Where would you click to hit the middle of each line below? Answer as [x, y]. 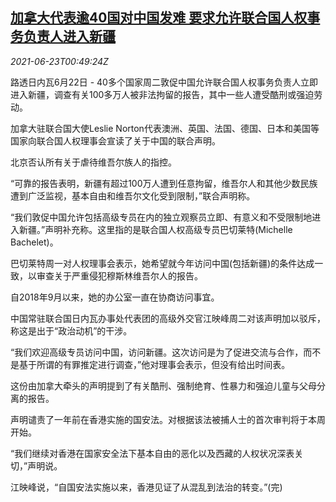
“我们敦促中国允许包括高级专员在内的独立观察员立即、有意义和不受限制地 [161, 217]
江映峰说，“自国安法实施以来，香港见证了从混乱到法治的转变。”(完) [146, 487]
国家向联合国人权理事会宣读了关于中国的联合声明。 [115, 140]
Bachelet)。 [34, 242]
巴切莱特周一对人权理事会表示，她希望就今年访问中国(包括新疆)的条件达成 [162, 263]
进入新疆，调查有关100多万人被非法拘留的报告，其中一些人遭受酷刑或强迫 [162, 94]
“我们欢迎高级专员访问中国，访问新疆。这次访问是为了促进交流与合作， [157, 352]
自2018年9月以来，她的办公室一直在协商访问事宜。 [115, 297]
